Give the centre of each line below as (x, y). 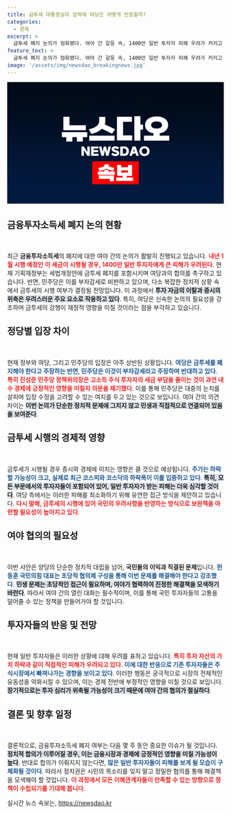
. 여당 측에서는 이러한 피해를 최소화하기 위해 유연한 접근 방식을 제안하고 (108, 494)
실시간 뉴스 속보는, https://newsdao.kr (59, 803)
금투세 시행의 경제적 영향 (56, 438)
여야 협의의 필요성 (43, 536)
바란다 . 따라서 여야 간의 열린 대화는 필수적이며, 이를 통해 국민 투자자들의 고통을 (112, 593)
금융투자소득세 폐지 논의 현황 (65, 224)
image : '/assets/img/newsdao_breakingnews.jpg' (77, 65)
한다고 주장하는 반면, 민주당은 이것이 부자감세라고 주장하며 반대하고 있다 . (121, 371)
